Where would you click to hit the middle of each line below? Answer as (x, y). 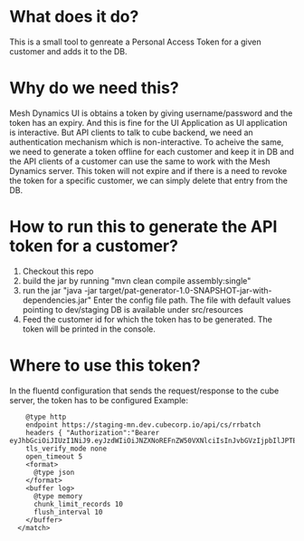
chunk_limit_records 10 (78, 504)
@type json (54, 472)
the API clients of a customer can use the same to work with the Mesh (140, 161)
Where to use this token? (105, 365)
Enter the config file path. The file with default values (192, 300)
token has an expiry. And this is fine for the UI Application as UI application (148, 122)
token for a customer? (94, 246)
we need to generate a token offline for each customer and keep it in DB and (152, 151)
